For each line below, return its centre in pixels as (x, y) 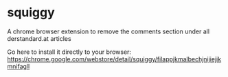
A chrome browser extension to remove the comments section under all (109, 31)
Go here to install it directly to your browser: (69, 52)
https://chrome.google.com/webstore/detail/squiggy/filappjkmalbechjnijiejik (114, 59)
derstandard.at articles (39, 38)
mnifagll (19, 66)
